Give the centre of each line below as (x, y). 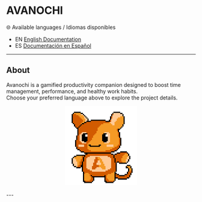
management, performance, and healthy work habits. (72, 91)
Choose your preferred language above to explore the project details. (92, 98)
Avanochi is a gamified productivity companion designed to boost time (94, 84)
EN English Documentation (48, 39)
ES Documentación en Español (53, 45)
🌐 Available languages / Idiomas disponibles (61, 27)
